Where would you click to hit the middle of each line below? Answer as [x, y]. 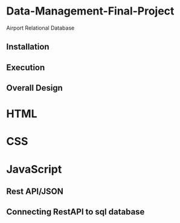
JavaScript [34, 169]
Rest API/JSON [35, 192]
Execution [26, 67]
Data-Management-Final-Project [90, 11]
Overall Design [35, 88]
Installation [28, 47]
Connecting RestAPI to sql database [76, 212]
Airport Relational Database [40, 28]
